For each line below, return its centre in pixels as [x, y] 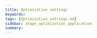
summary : [14, 28]
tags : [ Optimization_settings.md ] [41, 19]
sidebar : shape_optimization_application [49, 23]
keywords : [15, 14]
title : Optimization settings [37, 10]
